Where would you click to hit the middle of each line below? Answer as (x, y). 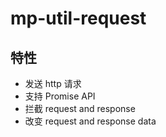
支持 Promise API (60, 96)
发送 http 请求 (53, 83)
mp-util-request (78, 18)
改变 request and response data (90, 121)
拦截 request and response (80, 108)
